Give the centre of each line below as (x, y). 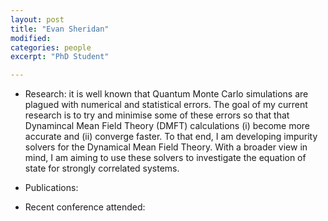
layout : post (37, 19)
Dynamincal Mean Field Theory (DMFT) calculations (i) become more (167, 126)
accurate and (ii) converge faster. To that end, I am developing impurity (171, 137)
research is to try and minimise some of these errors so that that (157, 115)
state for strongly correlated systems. (102, 168)
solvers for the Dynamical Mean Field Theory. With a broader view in (166, 147)
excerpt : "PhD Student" (60, 57)
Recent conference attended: (85, 207)
